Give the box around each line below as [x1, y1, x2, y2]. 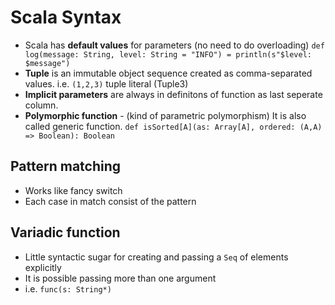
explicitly [24, 261, 62, 273]
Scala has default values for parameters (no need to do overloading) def [24, 39, 325, 51]
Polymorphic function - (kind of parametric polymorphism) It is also [24, 109, 307, 121]
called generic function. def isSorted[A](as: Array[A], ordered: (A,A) [24, 120, 323, 132]
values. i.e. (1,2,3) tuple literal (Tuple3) [24, 77, 189, 90]
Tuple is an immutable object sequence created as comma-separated [24, 67, 313, 79]
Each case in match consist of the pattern [24, 195, 197, 207]
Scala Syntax [10, 6, 122, 29]
